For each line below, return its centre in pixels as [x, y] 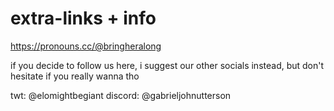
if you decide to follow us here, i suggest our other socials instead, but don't [167, 65]
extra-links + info [83, 18]
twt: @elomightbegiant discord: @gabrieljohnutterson [121, 95]
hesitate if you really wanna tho [75, 76]
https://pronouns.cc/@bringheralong [86, 46]
